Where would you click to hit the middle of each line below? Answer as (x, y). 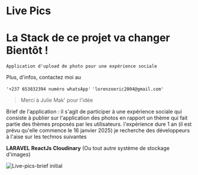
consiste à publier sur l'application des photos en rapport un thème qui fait (97, 118)
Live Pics (29, 11)
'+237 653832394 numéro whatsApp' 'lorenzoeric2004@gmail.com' (85, 89)
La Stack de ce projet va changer (88, 38)
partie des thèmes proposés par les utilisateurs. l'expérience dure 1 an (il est (99, 124)
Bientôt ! (27, 51)
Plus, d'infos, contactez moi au (44, 77)
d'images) (18, 154)
